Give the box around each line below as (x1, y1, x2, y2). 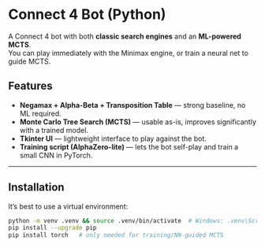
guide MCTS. (8, 57, 51, 66)
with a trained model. (19, 125, 89, 135)
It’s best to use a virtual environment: (8, 201, 129, 211)
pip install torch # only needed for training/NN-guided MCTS (8, 231, 224, 239)
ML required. (19, 109, 62, 118)
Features (8, 79, 53, 93)
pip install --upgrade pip (8, 224, 97, 232)
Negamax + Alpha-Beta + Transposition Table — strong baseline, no (19, 100, 246, 109)
